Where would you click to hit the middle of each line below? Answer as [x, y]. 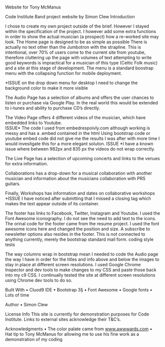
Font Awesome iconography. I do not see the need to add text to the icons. [81, 218]
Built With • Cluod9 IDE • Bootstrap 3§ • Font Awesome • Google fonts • [79, 290]
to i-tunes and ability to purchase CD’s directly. [53, 108]
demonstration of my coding [34, 339]
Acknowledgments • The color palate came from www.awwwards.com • [79, 329]
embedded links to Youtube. [34, 123]
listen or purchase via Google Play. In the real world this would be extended [82, 103]
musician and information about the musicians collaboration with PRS [75, 178]
